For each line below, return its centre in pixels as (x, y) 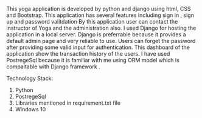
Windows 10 (30, 109)
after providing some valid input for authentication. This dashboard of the (98, 47)
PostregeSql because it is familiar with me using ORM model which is (93, 60)
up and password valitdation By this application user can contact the (92, 21)
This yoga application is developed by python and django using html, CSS (99, 9)
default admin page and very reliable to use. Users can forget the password (101, 41)
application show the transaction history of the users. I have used (88, 54)
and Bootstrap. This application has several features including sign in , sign (100, 15)
